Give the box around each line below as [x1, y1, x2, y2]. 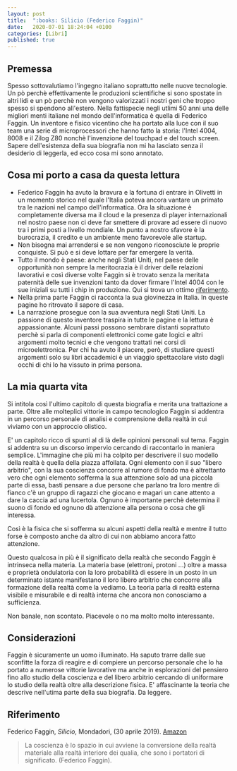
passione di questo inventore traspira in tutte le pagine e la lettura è [17, 315, 214, 324]
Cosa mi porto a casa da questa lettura [7, 169, 181, 181]
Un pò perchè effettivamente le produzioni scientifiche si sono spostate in [7, 89, 222, 97]
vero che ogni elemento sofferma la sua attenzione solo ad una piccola [7, 473, 213, 482]
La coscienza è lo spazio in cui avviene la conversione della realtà [24, 741, 217, 750]
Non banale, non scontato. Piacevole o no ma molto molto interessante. [7, 612, 215, 620]
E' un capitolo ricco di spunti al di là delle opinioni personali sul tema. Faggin [7, 435, 229, 444]
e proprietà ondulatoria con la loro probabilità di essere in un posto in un [7, 568, 217, 576]
